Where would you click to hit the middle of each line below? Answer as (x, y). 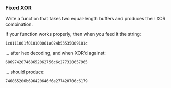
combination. (19, 24)
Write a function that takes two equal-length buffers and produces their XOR (86, 19)
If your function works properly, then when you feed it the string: (73, 34)
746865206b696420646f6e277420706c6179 (46, 81)
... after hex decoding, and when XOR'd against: (56, 53)
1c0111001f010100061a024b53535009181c (46, 43)
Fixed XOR (18, 8)
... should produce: (25, 72)
